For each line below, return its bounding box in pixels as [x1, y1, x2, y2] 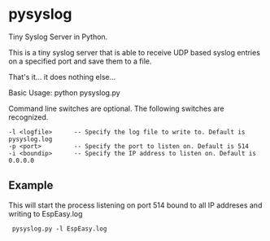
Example [8, 178, 54, 192]
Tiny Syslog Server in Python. [8, 32, 108, 42]
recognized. [8, 112, 49, 122]
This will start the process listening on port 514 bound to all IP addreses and [8, 200, 263, 210]
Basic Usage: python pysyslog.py [8, 87, 120, 98]
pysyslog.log [8, 135, 53, 143]
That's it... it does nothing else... [8, 72, 116, 81]
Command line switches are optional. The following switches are [8, 103, 224, 113]
